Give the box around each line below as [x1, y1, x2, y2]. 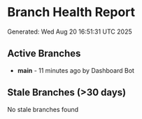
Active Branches [7, 48, 81, 59]
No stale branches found [7, 105, 79, 113]
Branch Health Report [7, 4, 136, 20]
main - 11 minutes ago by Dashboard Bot [17, 66, 135, 74]
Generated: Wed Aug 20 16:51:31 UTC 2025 [7, 27, 132, 36]
